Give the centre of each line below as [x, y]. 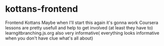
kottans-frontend [41, 9]
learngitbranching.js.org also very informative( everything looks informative [82, 33]
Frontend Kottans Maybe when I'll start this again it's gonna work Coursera [82, 23]
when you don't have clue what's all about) [49, 38]
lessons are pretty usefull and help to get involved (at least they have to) [79, 27]
